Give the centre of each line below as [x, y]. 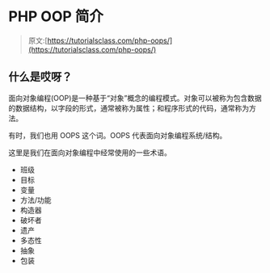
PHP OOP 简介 [56, 17]
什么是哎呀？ [40, 77]
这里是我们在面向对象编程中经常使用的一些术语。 [90, 152]
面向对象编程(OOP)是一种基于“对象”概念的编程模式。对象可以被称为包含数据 [135, 98]
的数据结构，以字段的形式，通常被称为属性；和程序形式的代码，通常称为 [129, 108]
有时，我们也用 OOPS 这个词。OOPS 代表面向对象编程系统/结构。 [118, 135]
